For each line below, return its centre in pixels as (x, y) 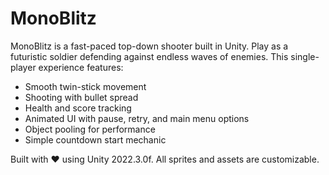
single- (305, 56)
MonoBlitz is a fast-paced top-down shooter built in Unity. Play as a (149, 46)
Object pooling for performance (90, 129)
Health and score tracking (78, 108)
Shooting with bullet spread (81, 97)
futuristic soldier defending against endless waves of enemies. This (149, 56)
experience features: (81, 67)
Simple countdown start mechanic (95, 139)
